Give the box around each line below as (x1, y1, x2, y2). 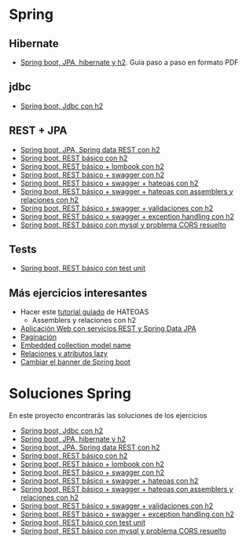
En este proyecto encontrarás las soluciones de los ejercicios (9, 411, 207, 420)
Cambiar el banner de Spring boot (20, 358, 130, 367)
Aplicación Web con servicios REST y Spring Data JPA (20, 324, 196, 333)
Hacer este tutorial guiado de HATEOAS (20, 307, 149, 317)
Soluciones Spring (9, 385, 132, 402)
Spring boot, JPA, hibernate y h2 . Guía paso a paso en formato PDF (20, 57, 239, 67)
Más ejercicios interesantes (9, 286, 148, 299)
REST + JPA (9, 124, 68, 138)
